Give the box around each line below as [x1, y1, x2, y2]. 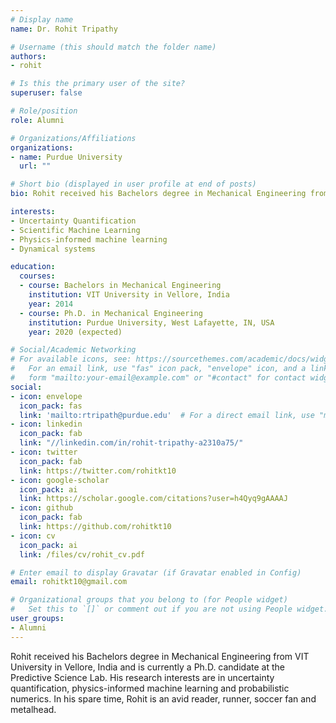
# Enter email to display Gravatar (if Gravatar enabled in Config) [10, 567, 302, 578]
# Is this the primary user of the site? [10, 79, 186, 89]
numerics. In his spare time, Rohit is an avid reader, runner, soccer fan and [10, 692, 317, 705]
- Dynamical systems [10, 244, 97, 254]
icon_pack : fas [19, 401, 83, 411]
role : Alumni [10, 115, 65, 125]
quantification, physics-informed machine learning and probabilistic [10, 682, 290, 694]
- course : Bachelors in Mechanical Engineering [19, 281, 222, 291]
